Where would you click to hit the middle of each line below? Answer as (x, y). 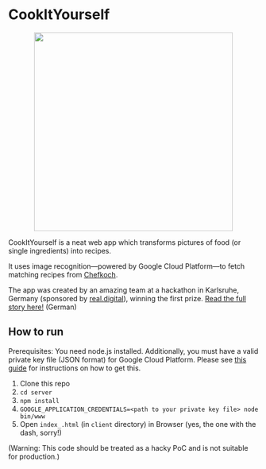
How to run (36, 332)
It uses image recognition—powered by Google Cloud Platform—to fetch (127, 266)
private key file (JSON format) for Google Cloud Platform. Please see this (127, 359)
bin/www (32, 416)
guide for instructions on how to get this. (75, 368)
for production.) (34, 456)
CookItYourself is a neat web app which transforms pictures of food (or (125, 242)
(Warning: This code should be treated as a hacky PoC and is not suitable (128, 448)
